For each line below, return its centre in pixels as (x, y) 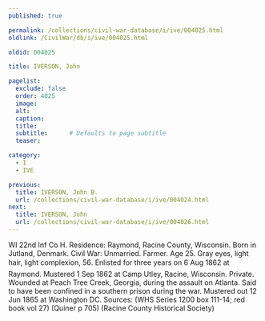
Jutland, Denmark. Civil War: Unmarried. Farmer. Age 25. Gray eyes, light (129, 253)
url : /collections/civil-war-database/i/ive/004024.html (112, 200)
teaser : (28, 141)
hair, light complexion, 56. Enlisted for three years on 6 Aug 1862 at (119, 262)
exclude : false (41, 89)
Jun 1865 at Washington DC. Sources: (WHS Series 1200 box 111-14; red (127, 299)
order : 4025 (36, 96)
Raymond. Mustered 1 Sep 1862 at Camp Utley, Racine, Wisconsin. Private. (131, 274)
